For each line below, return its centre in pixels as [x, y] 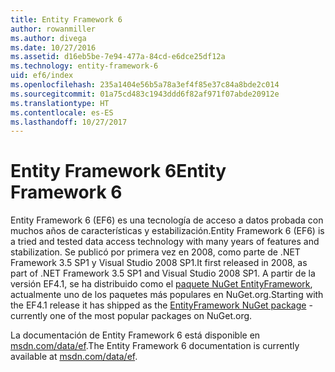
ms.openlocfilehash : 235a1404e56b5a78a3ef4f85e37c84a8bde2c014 [145, 85]
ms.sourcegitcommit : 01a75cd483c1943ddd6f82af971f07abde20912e [145, 94]
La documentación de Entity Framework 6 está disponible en [135, 335]
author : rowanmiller [53, 29]
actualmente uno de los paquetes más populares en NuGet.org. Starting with [167, 295]
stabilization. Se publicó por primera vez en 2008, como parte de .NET [155, 252]
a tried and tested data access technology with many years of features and [165, 242]
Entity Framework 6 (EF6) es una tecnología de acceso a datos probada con [167, 220]
